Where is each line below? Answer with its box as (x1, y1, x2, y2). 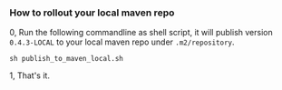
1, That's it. (9, 70, 50, 81)
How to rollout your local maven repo (9, 6, 175, 19)
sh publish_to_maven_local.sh (9, 55, 124, 64)
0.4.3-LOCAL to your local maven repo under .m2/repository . (9, 36, 235, 47)
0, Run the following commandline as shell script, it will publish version (9, 27, 274, 38)
